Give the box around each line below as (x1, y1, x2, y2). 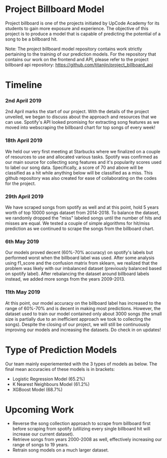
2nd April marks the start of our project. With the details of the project (5, 109, 149, 115)
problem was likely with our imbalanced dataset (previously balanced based (5, 266, 162, 272)
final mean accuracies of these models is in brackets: (5, 366, 115, 372)
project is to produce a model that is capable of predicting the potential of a (5, 31, 161, 37)
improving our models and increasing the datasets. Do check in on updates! (5, 327, 161, 333)
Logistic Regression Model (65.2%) (12, 376, 85, 382)
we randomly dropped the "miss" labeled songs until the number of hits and (5, 215, 161, 221)
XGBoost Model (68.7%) (12, 386, 63, 392)
